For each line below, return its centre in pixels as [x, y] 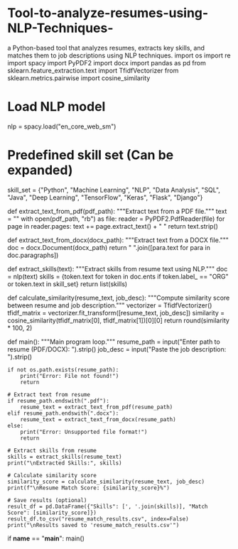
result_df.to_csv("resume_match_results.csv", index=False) [98, 519]
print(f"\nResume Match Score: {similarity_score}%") [89, 488]
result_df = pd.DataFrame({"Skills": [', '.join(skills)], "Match [108, 506]
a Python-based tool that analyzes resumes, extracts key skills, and [106, 48]
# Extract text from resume [49, 395]
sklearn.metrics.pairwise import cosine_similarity [79, 78]
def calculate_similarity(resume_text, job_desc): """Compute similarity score [119, 298]
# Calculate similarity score [52, 475]
